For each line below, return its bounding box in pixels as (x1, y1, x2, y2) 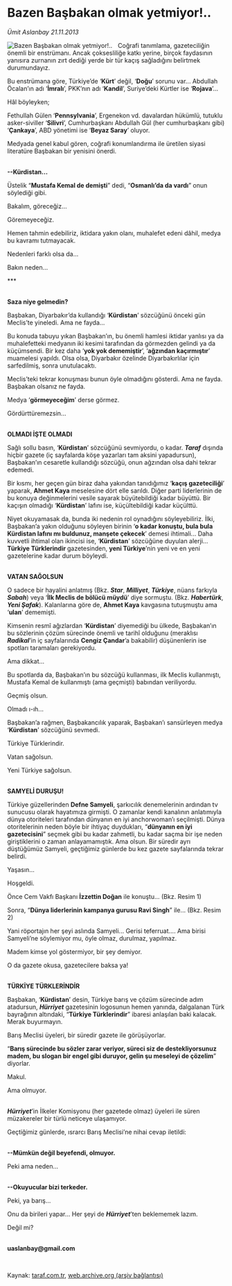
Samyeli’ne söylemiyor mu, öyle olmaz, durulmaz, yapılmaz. (7, 934, 177, 942)
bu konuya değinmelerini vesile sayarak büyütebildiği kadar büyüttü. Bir (7, 493, 211, 502)
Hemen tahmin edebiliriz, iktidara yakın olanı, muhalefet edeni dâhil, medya (7, 229, 222, 237)
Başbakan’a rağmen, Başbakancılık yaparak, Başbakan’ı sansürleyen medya (7, 718, 223, 727)
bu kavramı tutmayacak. (7, 236, 76, 245)
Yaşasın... (7, 865, 35, 873)
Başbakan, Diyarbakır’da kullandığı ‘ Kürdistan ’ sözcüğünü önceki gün (7, 311, 206, 319)
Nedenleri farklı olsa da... (7, 249, 79, 258)
